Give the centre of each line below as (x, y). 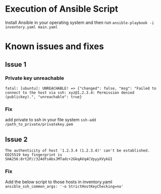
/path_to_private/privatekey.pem (39, 125)
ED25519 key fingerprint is (34, 155)
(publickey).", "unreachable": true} (44, 97)
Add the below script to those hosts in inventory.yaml (59, 182)
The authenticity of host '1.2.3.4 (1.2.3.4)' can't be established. (78, 150)
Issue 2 (16, 139)
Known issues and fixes (55, 47)
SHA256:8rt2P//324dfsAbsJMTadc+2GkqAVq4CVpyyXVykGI (59, 159)
